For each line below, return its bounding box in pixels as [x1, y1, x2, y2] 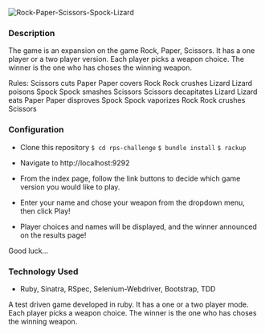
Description [8, 27, 55, 39]
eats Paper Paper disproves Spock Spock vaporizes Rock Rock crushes [8, 96, 246, 105]
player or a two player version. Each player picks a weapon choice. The [8, 55, 245, 64]
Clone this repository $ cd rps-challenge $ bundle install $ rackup [19, 142, 247, 152]
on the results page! [19, 230, 87, 240]
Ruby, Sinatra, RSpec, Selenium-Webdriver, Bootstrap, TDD [19, 283, 216, 293]
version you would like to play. [19, 181, 120, 192]
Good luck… [8, 246, 49, 255]
